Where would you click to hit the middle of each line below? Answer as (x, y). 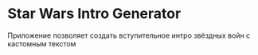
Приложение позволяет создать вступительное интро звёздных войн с (129, 35)
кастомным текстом (42, 43)
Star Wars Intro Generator (94, 14)
